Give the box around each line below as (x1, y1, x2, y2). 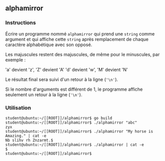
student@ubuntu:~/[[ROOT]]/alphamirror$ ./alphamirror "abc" (5, 120, 138, 125)
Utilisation (5, 104, 31, 111)
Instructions (5, 19, 37, 26)
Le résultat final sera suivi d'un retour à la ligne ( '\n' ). (5, 76, 118, 83)
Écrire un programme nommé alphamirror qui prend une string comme (5, 30, 155, 37)
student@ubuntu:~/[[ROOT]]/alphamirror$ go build (5, 115, 113, 120)
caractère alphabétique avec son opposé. (5, 42, 92, 48)
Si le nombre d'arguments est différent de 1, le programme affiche (5, 86, 143, 92)
